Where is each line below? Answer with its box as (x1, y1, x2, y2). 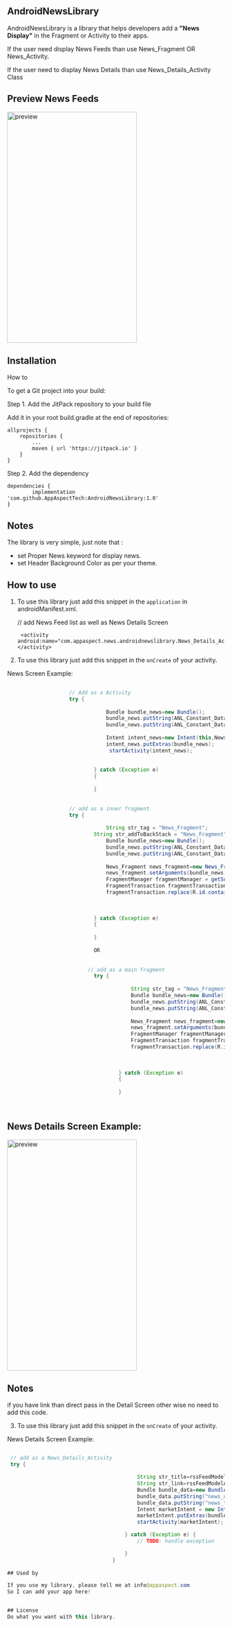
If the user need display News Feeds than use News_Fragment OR (7, 44, 195, 53)
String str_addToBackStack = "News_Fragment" (93, 831, 227, 838)
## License (7, 1607, 39, 1614)
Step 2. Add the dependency (7, 469, 89, 477)
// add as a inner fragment (68, 805, 150, 812)
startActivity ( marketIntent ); (137, 1519, 224, 1526)
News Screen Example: (7, 669, 74, 678)
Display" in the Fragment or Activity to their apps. (7, 31, 149, 39)
